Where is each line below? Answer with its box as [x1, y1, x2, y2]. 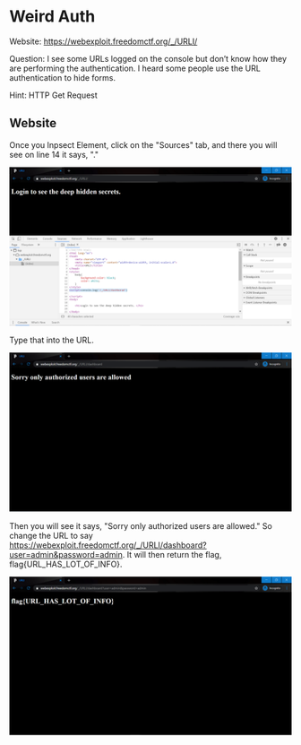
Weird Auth [9, 6, 96, 27]
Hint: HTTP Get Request [9, 90, 99, 100]
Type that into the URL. [9, 334, 94, 346]
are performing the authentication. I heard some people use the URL [9, 63, 262, 74]
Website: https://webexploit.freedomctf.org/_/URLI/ [9, 36, 198, 47]
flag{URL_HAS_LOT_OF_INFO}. [9, 559, 123, 569]
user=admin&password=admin [9, 549, 123, 559]
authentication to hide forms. [9, 72, 116, 82]
